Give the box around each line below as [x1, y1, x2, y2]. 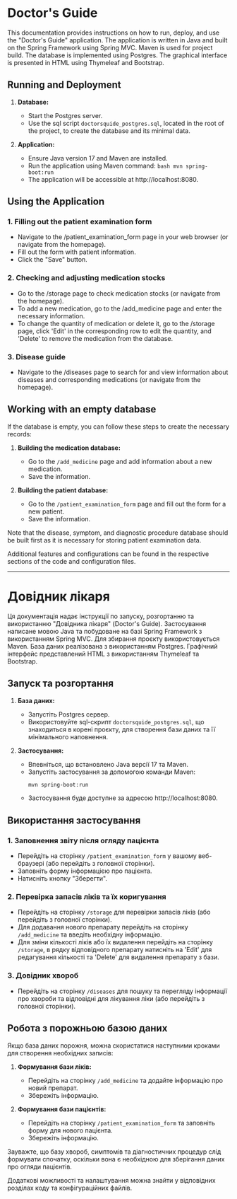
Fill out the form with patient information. [17, 248, 136, 256]
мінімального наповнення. [28, 732, 109, 741]
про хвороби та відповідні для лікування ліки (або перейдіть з [17, 994, 205, 1002]
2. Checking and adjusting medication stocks [7, 273, 166, 283]
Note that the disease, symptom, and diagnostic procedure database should [7, 528, 229, 537]
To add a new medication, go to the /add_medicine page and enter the [17, 304, 222, 313]
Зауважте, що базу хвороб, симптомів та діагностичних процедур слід [7, 1147, 221, 1156]
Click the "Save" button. [17, 255, 88, 264]
